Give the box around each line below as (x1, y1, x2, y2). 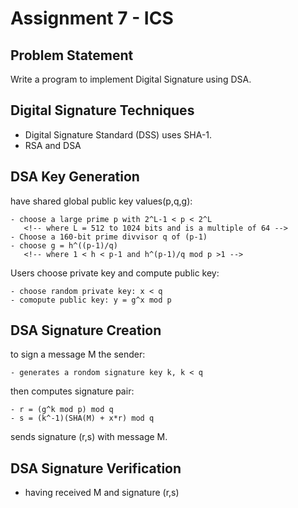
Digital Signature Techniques (10, 102, 195, 119)
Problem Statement (10, 47, 134, 64)
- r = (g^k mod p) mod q (10, 405, 114, 415)
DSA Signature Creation (10, 322, 162, 339)
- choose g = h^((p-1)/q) (10, 240, 118, 251)
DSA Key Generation (10, 168, 140, 186)
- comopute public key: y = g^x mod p (10, 295, 172, 305)
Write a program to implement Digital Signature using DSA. (10, 73, 252, 85)
